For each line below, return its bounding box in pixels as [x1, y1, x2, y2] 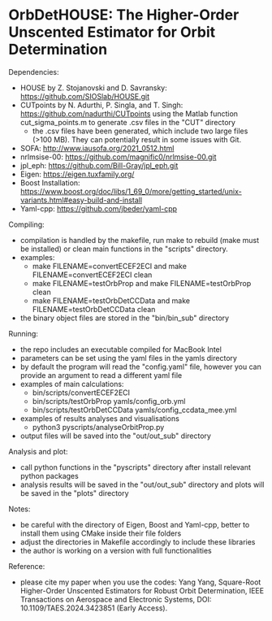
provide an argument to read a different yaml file [19, 370, 183, 380]
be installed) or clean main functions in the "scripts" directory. [19, 244, 229, 254]
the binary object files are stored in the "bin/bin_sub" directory [19, 313, 230, 323]
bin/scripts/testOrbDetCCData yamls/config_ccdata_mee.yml [32, 405, 237, 415]
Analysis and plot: [8, 446, 68, 456]
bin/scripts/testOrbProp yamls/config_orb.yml [32, 396, 186, 406]
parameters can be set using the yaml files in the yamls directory [19, 353, 238, 363]
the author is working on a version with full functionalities [19, 545, 213, 555]
